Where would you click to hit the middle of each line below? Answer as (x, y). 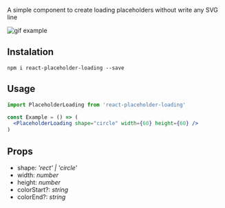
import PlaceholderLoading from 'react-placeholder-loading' (97, 105)
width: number (38, 175)
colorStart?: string (43, 189)
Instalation (30, 52)
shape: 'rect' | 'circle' (47, 167)
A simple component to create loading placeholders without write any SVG (113, 10)
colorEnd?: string (41, 197)
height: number (39, 182)
